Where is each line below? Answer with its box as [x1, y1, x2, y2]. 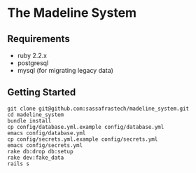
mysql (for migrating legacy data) [17, 67, 114, 74]
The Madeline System [7, 5, 137, 21]
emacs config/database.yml [7, 130, 86, 137]
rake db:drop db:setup [7, 148, 73, 155]
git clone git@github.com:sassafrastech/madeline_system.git [7, 105, 190, 112]
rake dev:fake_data [7, 154, 64, 161]
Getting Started [7, 86, 76, 99]
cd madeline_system [7, 111, 64, 118]
